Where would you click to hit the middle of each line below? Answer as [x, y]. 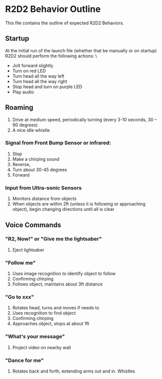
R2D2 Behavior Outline [53, 9]
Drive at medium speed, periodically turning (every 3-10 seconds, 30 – [84, 119]
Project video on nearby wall [41, 347]
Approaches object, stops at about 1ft [51, 324]
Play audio [23, 92]
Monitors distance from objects [44, 199]
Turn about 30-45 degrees [40, 170]
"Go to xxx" [20, 297]
